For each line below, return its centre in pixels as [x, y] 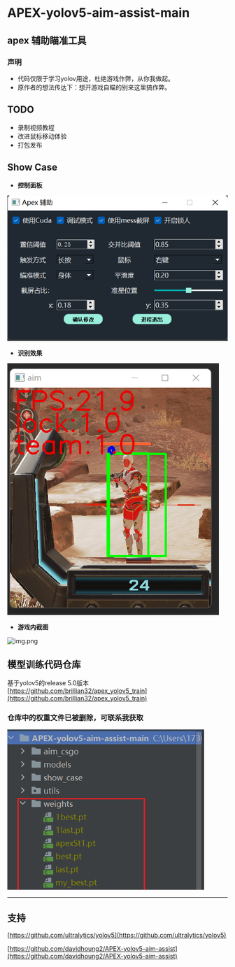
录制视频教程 [36, 127]
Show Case [33, 167]
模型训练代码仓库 [44, 665]
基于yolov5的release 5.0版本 [48, 682]
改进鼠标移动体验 [42, 136]
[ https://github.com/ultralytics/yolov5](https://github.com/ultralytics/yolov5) [117, 935]
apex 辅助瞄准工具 [47, 40]
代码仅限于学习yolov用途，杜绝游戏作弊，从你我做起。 [96, 78]
